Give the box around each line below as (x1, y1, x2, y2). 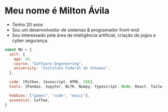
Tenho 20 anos (12, 21, 44, 27)
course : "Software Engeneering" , (14, 61, 84, 66)
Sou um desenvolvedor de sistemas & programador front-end (12, 26, 139, 32)
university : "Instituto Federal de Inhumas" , (14, 65, 111, 71)
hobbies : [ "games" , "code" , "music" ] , (9, 93, 91, 98)
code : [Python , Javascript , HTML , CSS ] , (9, 79, 95, 84)
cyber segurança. (12, 37, 49, 43)
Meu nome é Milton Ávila (5, 5, 110, 16)
